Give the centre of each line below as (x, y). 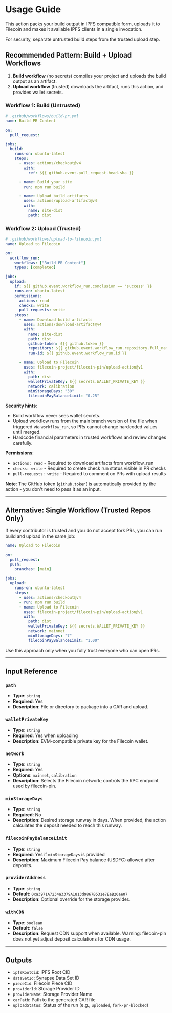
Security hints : (21, 406)
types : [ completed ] (35, 268)
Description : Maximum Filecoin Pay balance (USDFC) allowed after (84, 860)
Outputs (19, 960)
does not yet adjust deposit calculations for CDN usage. (72, 939)
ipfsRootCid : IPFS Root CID (41, 972)
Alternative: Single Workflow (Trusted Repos (78, 510)
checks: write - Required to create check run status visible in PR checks (89, 468)
